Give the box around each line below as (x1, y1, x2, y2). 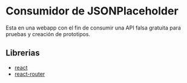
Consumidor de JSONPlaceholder (5, 4, 179, 18)
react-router (14, 70, 45, 78)
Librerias (5, 48, 40, 58)
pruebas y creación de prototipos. (5, 30, 91, 37)
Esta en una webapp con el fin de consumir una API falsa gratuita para (5, 24, 181, 31)
